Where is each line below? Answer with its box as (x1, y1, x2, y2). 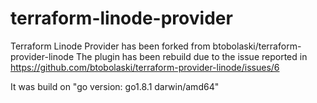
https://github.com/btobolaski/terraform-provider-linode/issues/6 (10, 61, 280, 73)
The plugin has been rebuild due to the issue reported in (76, 50, 308, 62)
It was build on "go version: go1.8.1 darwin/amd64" (10, 80, 220, 92)
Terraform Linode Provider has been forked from (10, 40, 211, 52)
